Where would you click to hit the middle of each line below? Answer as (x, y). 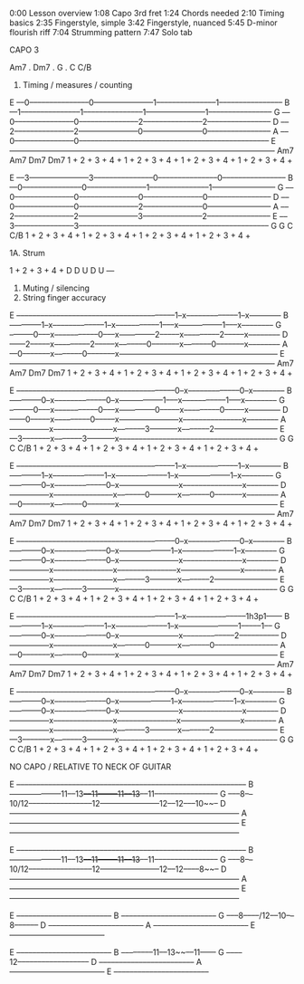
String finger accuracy (64, 297)
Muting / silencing (56, 288)
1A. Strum (27, 253)
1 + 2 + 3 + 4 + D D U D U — (62, 270)
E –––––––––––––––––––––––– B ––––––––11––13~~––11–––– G (117, 952)
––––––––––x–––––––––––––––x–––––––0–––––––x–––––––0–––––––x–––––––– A (148, 494)
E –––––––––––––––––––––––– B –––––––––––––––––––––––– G (117, 915)
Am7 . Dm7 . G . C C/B (51, 67)
